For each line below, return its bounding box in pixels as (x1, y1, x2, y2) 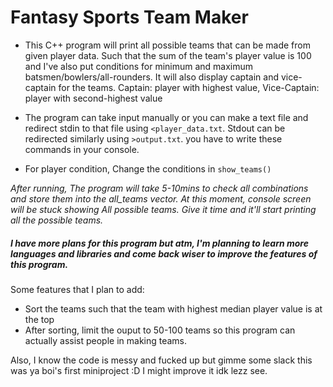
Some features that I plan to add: (10, 283, 145, 295)
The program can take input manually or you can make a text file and (24, 111, 309, 123)
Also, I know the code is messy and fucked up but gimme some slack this (10, 354, 313, 366)
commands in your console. (24, 143, 140, 155)
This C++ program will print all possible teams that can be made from (24, 39, 311, 51)
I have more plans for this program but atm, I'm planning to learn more (10, 237, 309, 249)
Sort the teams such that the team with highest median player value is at (24, 302, 323, 315)
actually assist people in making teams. (24, 334, 188, 346)
